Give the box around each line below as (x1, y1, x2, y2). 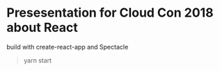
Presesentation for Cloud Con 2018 (6, 5, 214, 21)
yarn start (23, 56, 52, 64)
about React (6, 19, 78, 35)
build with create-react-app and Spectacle (6, 42, 129, 51)
